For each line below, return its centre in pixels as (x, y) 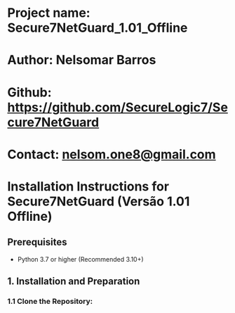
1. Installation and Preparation (74, 282)
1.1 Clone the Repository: (50, 302)
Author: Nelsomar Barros (82, 60)
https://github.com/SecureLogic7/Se (117, 107)
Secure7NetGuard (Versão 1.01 (99, 201)
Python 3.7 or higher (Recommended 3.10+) (80, 259)
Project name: (49, 13)
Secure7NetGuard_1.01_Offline (98, 28)
